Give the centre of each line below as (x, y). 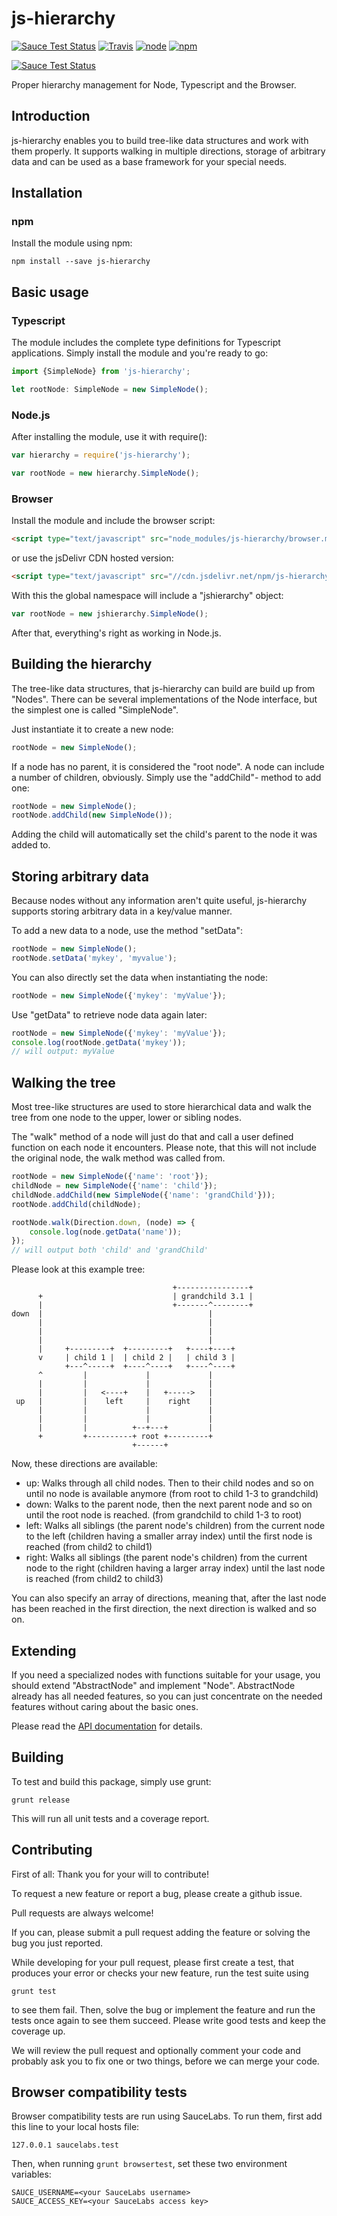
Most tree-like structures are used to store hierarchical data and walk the (161, 1107)
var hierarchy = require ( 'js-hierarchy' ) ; (101, 455)
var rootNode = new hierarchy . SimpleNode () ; (105, 473)
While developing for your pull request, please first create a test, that (153, 1962)
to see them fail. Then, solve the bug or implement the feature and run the (163, 2009)
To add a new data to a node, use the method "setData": (127, 931)
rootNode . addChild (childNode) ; (76, 1204)
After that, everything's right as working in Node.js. (116, 633)
